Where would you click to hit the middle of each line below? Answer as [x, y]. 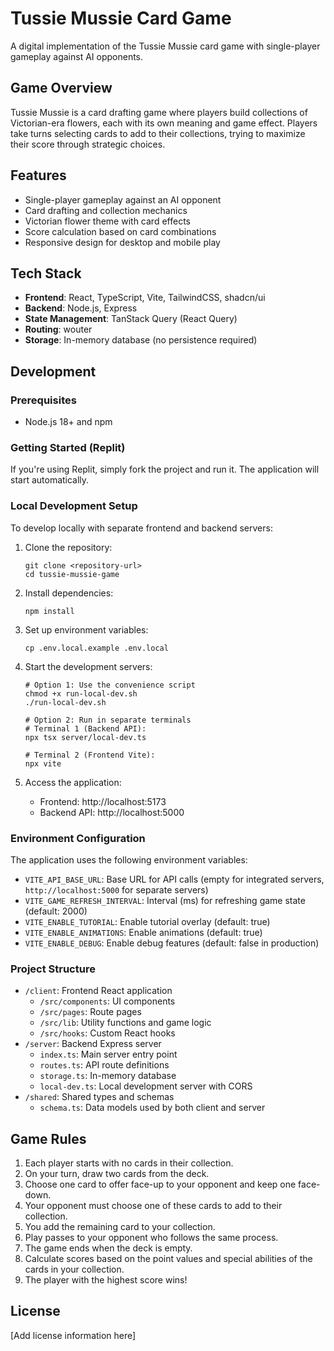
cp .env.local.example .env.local [96, 648]
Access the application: [73, 782]
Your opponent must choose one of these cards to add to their [153, 1206]
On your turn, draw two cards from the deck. [117, 1174]
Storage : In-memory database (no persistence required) [141, 340]
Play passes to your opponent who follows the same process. [151, 1238]
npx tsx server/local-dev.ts [85, 737]
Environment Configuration [78, 838]
